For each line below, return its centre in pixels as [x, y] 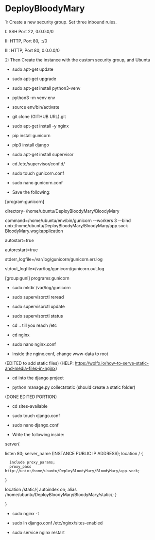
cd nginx [21, 335]
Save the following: [31, 192]
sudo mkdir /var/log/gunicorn [41, 287]
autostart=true [19, 240]
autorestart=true [21, 250]
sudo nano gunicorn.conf [37, 182]
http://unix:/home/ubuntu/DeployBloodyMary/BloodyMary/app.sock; [72, 471]
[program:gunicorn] [25, 201]
